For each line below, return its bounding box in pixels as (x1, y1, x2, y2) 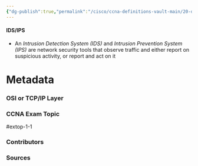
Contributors (6, 138, 44, 146)
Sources (6, 154, 31, 162)
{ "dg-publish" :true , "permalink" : (6, 8, 88, 15)
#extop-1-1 (6, 123, 32, 130)
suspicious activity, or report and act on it (14, 52, 116, 59)
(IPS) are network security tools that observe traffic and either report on (14, 46, 190, 53)
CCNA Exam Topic (6, 109, 60, 118)
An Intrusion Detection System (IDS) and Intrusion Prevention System (14, 39, 183, 47)
